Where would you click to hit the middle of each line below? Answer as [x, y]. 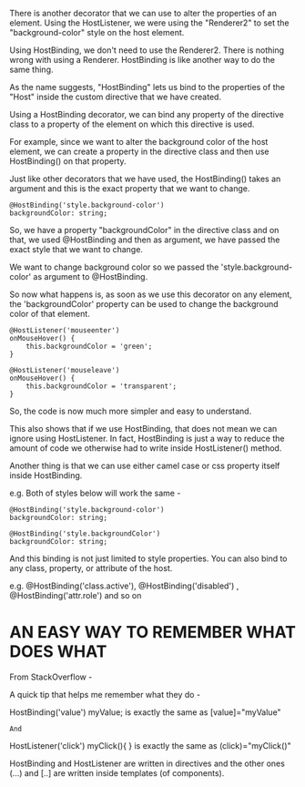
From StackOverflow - [51, 677]
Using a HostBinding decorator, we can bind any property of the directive [147, 114]
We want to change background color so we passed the [114, 267]
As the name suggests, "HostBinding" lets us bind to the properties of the [147, 87]
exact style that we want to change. [76, 249]
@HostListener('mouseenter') [65, 331]
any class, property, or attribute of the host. [91, 568]
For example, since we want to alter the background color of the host [139, 142]
